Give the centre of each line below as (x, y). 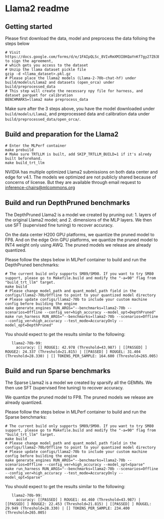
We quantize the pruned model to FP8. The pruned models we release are (79, 397)
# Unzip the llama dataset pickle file (46, 69)
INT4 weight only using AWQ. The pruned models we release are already (78, 245)
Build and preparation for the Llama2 (62, 134)
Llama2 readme (37, 9)
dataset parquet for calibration (39, 95)
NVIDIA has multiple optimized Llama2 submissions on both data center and (81, 172)
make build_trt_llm (25, 163)
